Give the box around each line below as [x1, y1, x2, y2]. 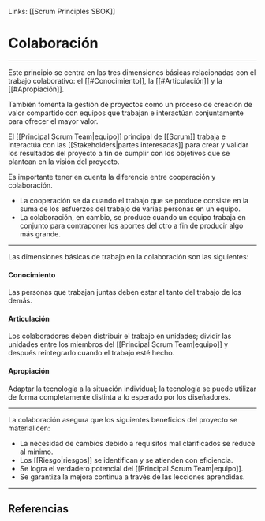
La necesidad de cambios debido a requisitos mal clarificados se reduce [19, 438, 256, 448]
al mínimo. [19, 447, 54, 456]
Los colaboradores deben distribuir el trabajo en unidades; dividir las [8, 331, 232, 341]
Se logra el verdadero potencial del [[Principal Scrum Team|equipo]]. [19, 463, 244, 473]
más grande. [19, 229, 62, 239]
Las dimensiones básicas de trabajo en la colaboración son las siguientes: [8, 251, 249, 261]
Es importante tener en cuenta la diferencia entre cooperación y [8, 172, 216, 181]
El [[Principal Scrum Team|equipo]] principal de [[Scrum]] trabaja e [8, 132, 226, 141]
